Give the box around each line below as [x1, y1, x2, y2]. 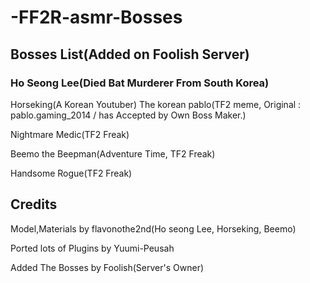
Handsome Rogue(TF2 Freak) [10, 167, 133, 179]
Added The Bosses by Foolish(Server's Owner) [10, 261, 205, 273]
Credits [10, 196, 58, 213]
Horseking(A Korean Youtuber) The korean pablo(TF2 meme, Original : [10, 98, 302, 110]
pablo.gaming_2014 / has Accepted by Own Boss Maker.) [10, 109, 247, 121]
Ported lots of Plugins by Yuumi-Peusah [10, 242, 175, 254]
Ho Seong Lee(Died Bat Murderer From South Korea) [10, 76, 270, 90]
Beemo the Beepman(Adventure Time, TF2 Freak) [10, 147, 216, 160]
